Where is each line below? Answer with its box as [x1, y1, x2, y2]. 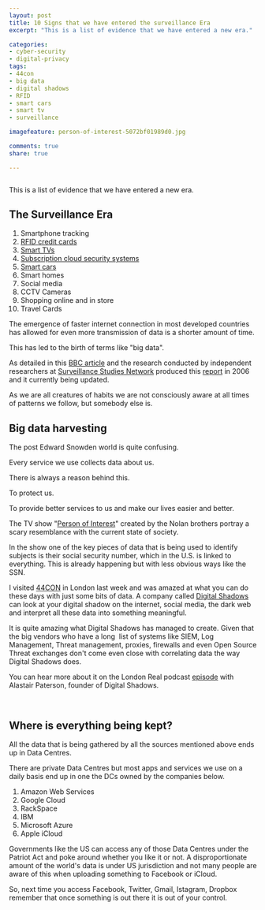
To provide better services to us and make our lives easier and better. [9, 504, 235, 513]
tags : [9, 62, 27, 71]
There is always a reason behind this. [9, 473, 130, 483]
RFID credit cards [20, 237, 77, 247]
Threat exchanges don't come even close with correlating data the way [9, 648, 241, 658]
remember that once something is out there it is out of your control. [9, 893, 228, 903]
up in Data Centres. [9, 748, 72, 758]
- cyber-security [9, 48, 66, 56]
